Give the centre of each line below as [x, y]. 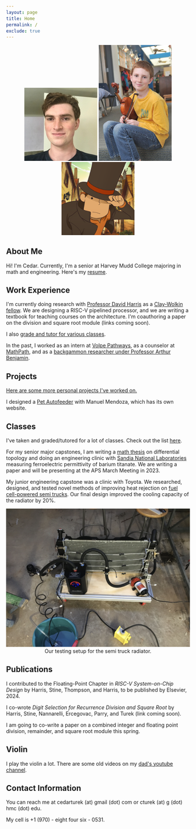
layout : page [22, 12]
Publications [29, 670]
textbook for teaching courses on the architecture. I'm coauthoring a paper [96, 317]
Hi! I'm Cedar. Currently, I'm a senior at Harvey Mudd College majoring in [94, 266]
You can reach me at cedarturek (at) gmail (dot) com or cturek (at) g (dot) [94, 802]
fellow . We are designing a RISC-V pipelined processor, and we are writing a [97, 311]
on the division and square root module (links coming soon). [78, 323]
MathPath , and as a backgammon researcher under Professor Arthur [88, 352]
